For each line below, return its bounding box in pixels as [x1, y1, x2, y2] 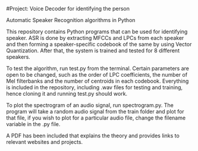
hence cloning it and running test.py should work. [6, 90, 128, 97]
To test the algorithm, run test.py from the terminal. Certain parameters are [6, 65, 189, 72]
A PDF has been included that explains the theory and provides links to [6, 132, 180, 139]
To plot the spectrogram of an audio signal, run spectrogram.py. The [6, 102, 174, 109]
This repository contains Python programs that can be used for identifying [6, 28, 188, 35]
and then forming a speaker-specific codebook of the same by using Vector [6, 41, 192, 48]
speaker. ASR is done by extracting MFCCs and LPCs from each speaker [6, 34, 184, 41]
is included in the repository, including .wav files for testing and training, [6, 84, 183, 91]
